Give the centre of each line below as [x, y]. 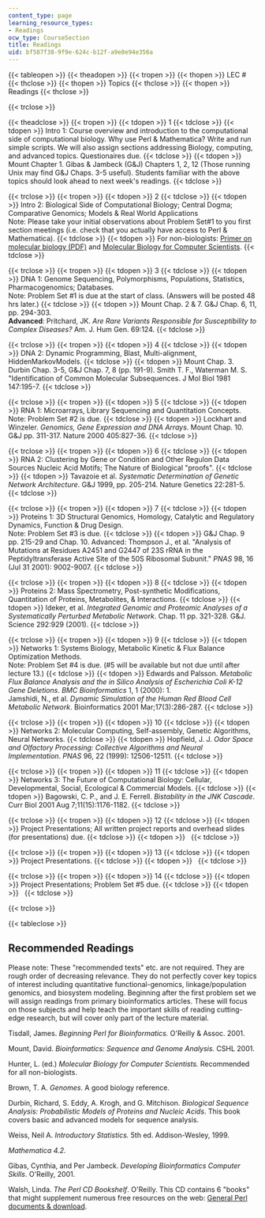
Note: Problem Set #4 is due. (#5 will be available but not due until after [124, 665]
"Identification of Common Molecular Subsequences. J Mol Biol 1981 [119, 378]
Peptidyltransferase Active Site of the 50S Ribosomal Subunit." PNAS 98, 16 [131, 559]
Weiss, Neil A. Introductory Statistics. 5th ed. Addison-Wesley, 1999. [119, 1135]
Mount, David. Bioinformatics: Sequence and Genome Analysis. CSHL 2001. [131, 1048]
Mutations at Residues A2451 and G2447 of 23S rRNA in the [106, 550]
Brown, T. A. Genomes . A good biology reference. [89, 1087]
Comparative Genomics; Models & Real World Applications [103, 213]
